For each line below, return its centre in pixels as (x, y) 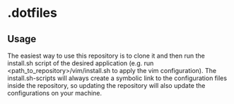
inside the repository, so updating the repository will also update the (106, 85)
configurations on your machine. (55, 93)
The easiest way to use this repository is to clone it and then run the (106, 56)
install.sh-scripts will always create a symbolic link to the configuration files (117, 78)
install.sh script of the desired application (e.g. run (81, 63)
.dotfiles (33, 13)
